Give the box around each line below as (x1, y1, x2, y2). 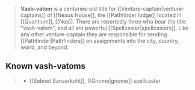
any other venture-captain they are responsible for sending (20, 31, 167, 38)
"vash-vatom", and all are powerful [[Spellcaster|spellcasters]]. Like (20, 24, 189, 31)
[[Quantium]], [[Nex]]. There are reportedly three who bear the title (20, 18, 187, 25)
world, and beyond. (20, 43, 69, 51)
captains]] (20, 11, 46, 19)
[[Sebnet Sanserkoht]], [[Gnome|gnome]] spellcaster (29, 77, 161, 84)
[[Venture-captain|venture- (117, 5, 185, 12)
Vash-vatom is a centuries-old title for (20, 5, 116, 12)
